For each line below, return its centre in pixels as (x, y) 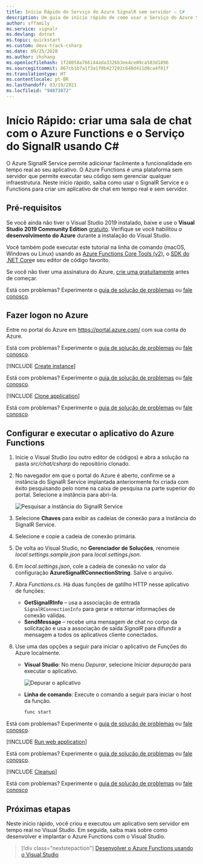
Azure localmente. (38, 653)
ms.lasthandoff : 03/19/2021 (42, 85)
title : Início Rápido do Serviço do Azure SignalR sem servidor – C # (96, 12)
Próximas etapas (38, 809)
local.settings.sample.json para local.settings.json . (78, 555)
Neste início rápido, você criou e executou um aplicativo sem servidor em (98, 823)
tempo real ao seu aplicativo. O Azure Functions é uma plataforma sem (95, 170)
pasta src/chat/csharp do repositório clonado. (72, 464)
